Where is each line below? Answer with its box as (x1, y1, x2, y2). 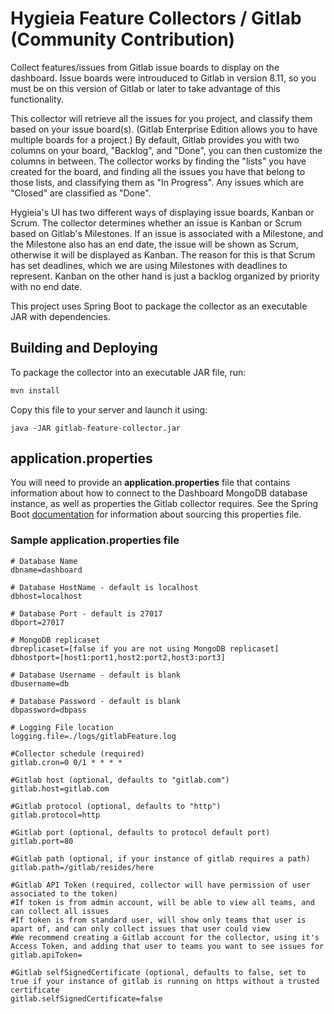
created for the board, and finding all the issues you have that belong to (10, 165, 306, 177)
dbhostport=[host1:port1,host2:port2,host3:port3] (10, 652, 226, 662)
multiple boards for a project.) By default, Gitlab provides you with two (10, 133, 300, 146)
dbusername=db (10, 678, 70, 689)
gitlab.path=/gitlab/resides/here (10, 862, 155, 872)
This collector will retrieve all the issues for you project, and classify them (10, 112, 313, 124)
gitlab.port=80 (10, 836, 74, 846)
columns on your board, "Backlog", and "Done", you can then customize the (10, 144, 323, 156)
